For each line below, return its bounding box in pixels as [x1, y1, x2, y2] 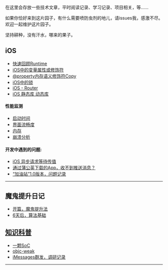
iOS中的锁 [12, 79, 33, 85]
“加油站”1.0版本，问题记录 [12, 171, 66, 177]
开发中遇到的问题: [5, 146, 42, 152]
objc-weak [12, 248, 35, 254]
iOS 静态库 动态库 [12, 90, 49, 96]
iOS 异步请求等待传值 [12, 158, 56, 164]
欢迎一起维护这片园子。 [5, 21, 53, 27]
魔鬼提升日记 [5, 191, 45, 200]
